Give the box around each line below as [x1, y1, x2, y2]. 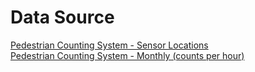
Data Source [10, 6, 115, 29]
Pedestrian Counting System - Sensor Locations [10, 39, 209, 51]
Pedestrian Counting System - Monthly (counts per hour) [10, 49, 245, 61]
